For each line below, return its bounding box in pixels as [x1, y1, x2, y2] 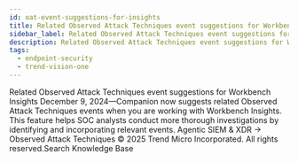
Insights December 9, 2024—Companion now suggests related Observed [9, 96, 278, 106]
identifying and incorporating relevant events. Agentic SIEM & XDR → [9, 124, 262, 135]
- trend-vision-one [17, 63, 90, 72]
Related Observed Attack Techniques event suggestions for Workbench [9, 86, 271, 97]
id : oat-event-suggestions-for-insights [9, 12, 161, 22]
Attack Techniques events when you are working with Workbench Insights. [9, 105, 282, 116]
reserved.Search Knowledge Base [9, 143, 134, 153]
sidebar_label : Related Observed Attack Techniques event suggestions [9, 29, 276, 38]
